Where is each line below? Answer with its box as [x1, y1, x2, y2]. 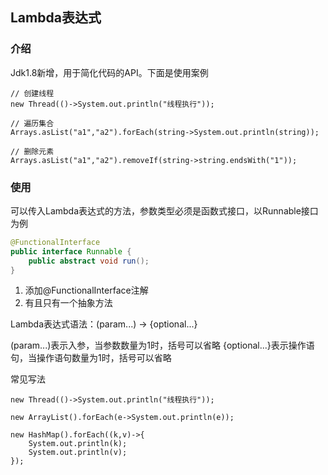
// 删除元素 [10, 146, 55, 157]
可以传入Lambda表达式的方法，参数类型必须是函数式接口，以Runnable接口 [10, 204, 319, 217]
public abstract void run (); [28, 256, 150, 266]
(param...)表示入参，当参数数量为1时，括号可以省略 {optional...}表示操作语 [10, 339, 315, 352]
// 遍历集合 [10, 118, 55, 128]
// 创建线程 [10, 88, 55, 98]
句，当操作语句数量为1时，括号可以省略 [10, 352, 172, 364]
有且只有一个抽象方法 [24, 297, 113, 309]
